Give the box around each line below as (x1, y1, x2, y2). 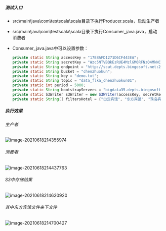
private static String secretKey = (12, 59, 86, 64)
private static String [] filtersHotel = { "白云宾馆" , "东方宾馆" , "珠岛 (12, 97, 158, 102)
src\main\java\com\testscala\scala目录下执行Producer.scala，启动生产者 (12, 18, 160, 24)
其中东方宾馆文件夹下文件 (5, 204, 57, 210)
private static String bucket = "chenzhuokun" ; (12, 69, 113, 74)
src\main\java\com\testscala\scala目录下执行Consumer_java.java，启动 (12, 28, 157, 34)
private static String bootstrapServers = (12, 87, 101, 93)
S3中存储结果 (5, 176, 33, 183)
